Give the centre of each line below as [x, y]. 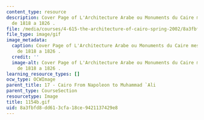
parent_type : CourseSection [42, 91]
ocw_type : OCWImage [31, 79]
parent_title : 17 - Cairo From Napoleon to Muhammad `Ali [81, 85]
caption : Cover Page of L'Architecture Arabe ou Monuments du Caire [100, 46]
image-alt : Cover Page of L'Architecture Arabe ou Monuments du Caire [103, 62]
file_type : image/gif [34, 35]
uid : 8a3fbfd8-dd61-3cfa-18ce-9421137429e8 [62, 108]
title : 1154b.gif [28, 102]
